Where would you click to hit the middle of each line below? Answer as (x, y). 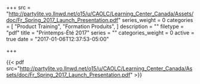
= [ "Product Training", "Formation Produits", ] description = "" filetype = (95, 26)
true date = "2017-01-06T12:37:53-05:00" (58, 39)
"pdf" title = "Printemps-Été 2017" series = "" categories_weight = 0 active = (100, 33)
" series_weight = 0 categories (156, 20)
